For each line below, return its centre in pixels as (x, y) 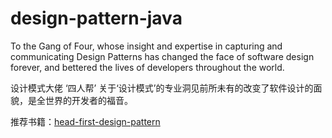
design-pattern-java (96, 18)
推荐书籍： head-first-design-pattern (85, 121)
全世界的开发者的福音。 (84, 100)
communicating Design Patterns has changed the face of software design (162, 56)
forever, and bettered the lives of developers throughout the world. (147, 67)
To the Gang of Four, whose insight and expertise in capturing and (146, 46)
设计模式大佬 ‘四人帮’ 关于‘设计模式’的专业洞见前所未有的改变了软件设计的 (162, 88)
